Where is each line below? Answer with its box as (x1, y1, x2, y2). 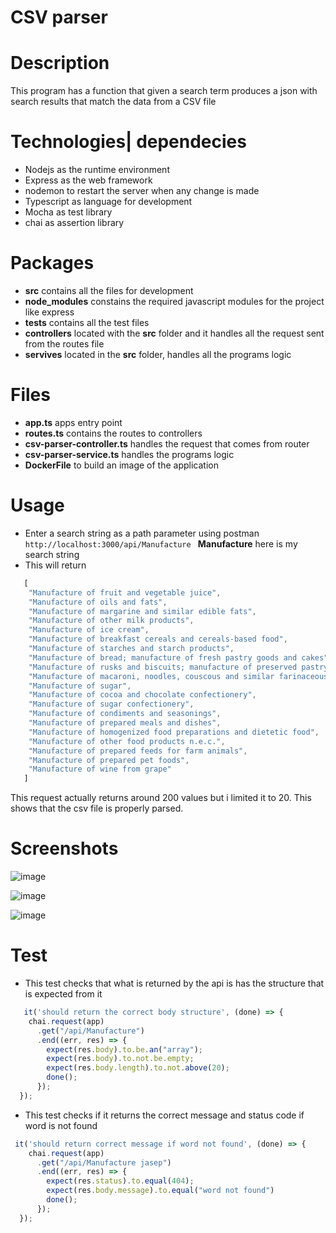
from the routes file (24, 338, 105, 350)
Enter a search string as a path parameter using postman (24, 527, 260, 539)
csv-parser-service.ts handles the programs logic (24, 448, 235, 460)
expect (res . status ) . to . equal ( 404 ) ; (46, 1176, 195, 1186)
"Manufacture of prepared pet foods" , (28, 755, 190, 765)
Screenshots (10, 837, 119, 860)
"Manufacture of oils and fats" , (28, 597, 168, 607)
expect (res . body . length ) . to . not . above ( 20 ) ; (46, 1063, 230, 1073)
